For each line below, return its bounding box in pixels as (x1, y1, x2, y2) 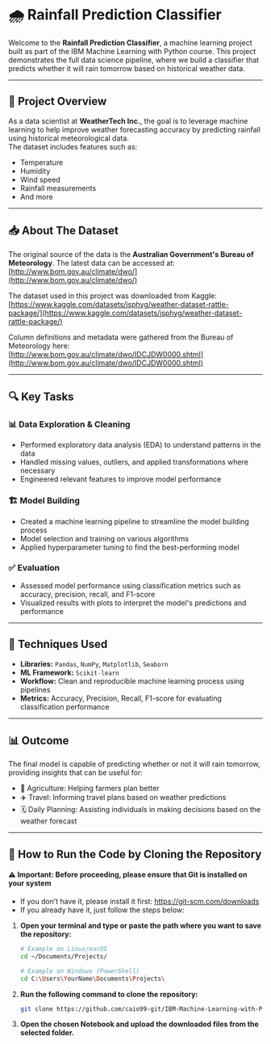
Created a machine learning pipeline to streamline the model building (19, 516, 250, 526)
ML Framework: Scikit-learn (19, 667, 119, 677)
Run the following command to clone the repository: (19, 989, 198, 999)
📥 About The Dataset (8, 224, 119, 238)
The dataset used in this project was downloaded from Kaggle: (8, 291, 217, 301)
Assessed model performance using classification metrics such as (19, 580, 241, 590)
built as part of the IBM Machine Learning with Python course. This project (8, 46, 256, 56)
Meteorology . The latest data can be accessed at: (8, 258, 175, 267)
